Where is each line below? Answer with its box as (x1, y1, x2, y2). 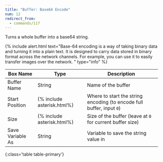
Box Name (8, 71, 33, 77)
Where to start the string (87, 93, 143, 100)
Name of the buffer (87, 82, 130, 89)
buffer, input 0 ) (87, 105, 121, 112)
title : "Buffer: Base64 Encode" (5, 7, 70, 12)
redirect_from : (5, 16, 36, 21)
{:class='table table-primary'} (5, 151, 65, 157)
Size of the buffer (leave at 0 (87, 113, 152, 120)
